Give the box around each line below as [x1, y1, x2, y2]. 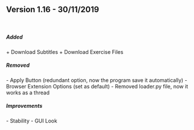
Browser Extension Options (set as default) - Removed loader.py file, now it [6, 83, 188, 90]
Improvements [6, 102, 43, 110]
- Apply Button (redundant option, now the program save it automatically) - [6, 76, 188, 84]
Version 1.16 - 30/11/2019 [6, 5, 99, 15]
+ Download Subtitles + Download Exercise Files [6, 48, 123, 55]
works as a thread [6, 89, 50, 96]
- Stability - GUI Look [6, 117, 58, 124]
